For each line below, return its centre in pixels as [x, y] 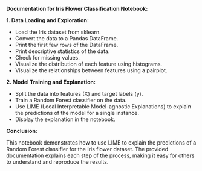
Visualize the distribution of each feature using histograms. [88, 64]
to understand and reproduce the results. [57, 162]
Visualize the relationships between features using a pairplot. [91, 70]
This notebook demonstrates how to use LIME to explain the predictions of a [101, 143]
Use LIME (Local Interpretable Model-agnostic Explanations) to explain [103, 107]
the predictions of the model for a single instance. [77, 113]
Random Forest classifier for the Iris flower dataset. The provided [87, 149]
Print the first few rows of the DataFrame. [67, 45]
